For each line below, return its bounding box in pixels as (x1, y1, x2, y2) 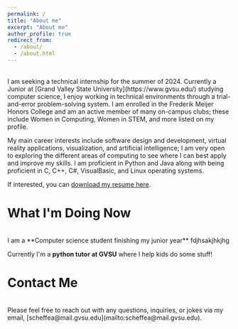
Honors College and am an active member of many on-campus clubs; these (7, 107, 229, 116)
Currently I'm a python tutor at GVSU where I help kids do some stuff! (7, 249, 213, 258)
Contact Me (7, 275, 78, 291)
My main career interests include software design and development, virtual (7, 136, 227, 144)
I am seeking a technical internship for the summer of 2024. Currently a (7, 77, 217, 85)
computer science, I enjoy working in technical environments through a (7, 92, 215, 100)
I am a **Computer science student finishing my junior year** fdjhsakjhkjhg (7, 236, 229, 244)
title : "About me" (7, 17, 62, 24)
